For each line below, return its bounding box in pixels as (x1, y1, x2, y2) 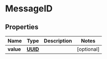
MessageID (5, 3, 53, 14)
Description (44, 38, 72, 44)
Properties (5, 23, 39, 31)
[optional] (76, 46, 100, 53)
